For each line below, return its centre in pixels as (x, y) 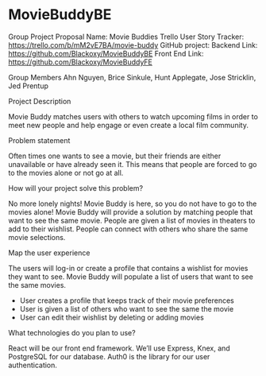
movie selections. (37, 237)
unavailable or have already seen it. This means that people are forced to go (133, 164)
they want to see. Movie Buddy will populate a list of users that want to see (131, 277)
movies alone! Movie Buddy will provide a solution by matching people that (131, 211)
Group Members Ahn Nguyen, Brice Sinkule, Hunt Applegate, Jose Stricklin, (132, 77)
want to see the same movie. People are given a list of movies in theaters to (132, 220)
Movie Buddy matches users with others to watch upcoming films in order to (133, 116)
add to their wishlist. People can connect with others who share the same (128, 229)
